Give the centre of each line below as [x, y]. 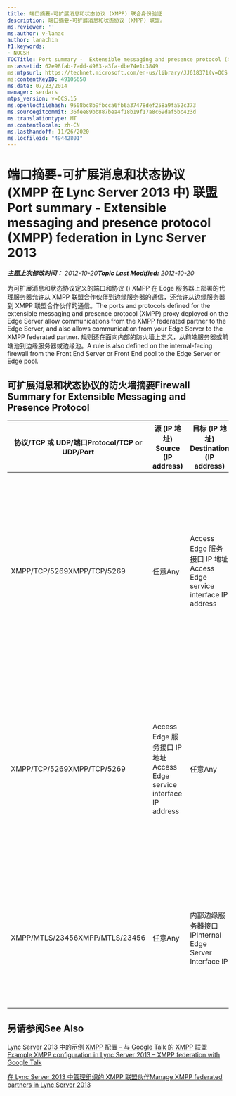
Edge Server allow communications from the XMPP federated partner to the [117, 321]
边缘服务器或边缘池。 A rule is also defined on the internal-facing [119, 346]
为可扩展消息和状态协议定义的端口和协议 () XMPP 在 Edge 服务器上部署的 [113, 288]
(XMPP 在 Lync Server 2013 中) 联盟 [112, 192]
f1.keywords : [26, 46]
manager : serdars [33, 92]
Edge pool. [23, 361]
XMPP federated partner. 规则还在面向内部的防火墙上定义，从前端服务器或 [115, 337]
